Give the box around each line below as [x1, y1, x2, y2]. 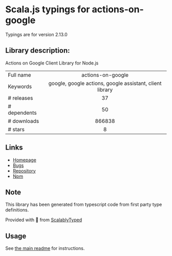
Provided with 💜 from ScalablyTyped [5, 217, 82, 223]
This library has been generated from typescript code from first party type [5, 201, 162, 208]
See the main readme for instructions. [5, 245, 85, 251]
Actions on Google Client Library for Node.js [5, 60, 99, 66]
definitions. [5, 207, 29, 213]
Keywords [8, 83, 32, 90]
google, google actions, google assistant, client [48, 79, 162, 87]
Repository [12, 167, 36, 174]
